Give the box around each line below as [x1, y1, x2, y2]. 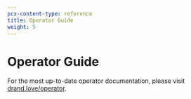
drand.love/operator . [7, 84, 67, 93]
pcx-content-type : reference [7, 10, 93, 18]
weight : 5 [7, 23, 37, 30]
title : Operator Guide [7, 17, 74, 24]
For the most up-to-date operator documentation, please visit [7, 77, 185, 85]
